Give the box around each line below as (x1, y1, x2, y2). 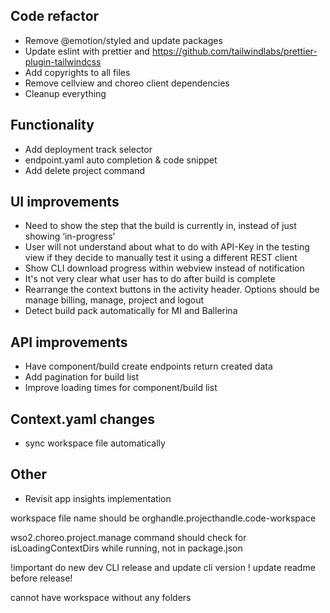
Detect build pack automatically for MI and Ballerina (24, 305, 238, 317)
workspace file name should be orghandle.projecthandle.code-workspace (10, 512, 317, 524)
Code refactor (10, 8, 100, 25)
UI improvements (10, 194, 120, 211)
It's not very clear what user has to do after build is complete (24, 273, 276, 285)
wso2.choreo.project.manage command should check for (10, 531, 247, 543)
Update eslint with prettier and (24, 45, 150, 57)
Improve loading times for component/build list (24, 382, 218, 394)
